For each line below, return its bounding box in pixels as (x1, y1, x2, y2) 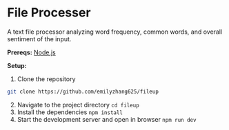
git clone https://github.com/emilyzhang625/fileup (7, 88, 159, 95)
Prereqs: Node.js (7, 48, 57, 56)
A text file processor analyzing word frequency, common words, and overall (7, 28, 223, 36)
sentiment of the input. (7, 34, 72, 43)
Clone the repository (17, 74, 76, 83)
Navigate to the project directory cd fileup (17, 100, 139, 109)
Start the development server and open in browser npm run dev (17, 115, 197, 123)
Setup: (7, 61, 27, 69)
